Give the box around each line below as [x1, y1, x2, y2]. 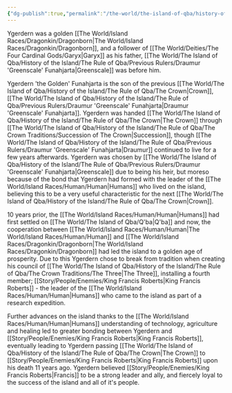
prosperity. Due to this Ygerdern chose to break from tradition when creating [7, 254, 226, 263]
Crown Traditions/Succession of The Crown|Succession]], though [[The [7, 131, 212, 139]
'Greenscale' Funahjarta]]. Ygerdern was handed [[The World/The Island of [7, 109, 221, 117]
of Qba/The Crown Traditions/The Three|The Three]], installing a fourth [7, 269, 211, 277]
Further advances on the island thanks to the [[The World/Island [7, 312, 189, 320]
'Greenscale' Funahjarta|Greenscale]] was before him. [7, 66, 162, 74]
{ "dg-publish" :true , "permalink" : [7, 10, 104, 17]
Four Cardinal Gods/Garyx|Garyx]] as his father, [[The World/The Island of [7, 51, 218, 60]
